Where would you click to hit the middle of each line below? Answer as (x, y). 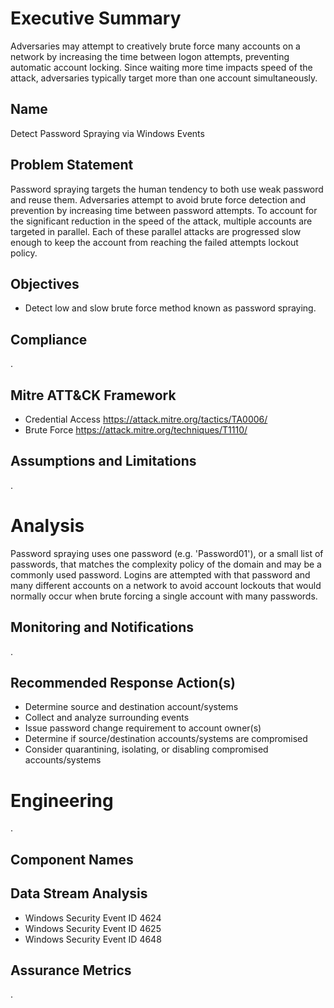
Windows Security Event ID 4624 (93, 918)
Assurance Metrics (71, 970)
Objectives (45, 283)
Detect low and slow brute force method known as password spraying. (170, 308)
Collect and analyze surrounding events (107, 718)
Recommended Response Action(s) (123, 682)
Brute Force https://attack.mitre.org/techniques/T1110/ (136, 430)
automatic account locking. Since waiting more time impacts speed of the (161, 67)
